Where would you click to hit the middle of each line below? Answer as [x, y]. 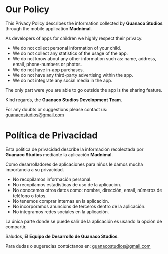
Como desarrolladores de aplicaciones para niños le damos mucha [74, 164]
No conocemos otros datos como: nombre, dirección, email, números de [87, 190]
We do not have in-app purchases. [48, 70]
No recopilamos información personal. [52, 179]
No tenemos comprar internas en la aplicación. [61, 201]
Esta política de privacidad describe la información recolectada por [74, 149]
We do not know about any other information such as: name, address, [85, 58]
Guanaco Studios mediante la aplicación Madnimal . [59, 154]
